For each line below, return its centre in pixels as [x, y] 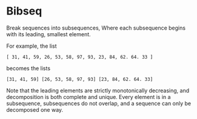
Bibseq [24, 11]
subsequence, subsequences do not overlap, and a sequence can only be [99, 103]
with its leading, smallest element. [48, 34]
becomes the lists [28, 68]
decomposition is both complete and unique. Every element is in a [88, 97]
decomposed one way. [35, 109]
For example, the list [32, 46]
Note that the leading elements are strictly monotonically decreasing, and [98, 90]
